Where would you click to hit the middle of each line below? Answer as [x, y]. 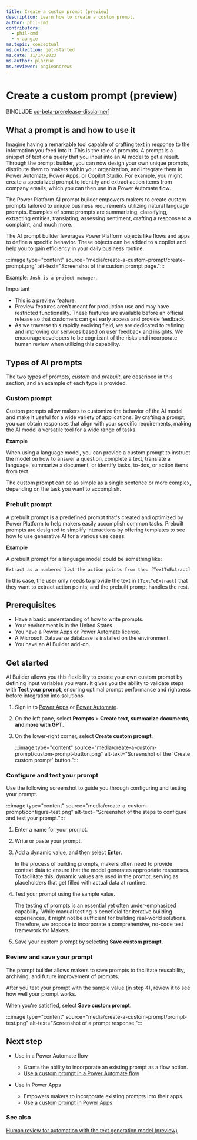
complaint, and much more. [39, 225]
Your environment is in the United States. [64, 626]
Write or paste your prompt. [48, 841]
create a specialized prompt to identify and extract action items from [89, 182]
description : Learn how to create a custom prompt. [71, 17]
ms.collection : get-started [41, 50]
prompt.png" [21, 266]
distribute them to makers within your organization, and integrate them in [94, 169]
